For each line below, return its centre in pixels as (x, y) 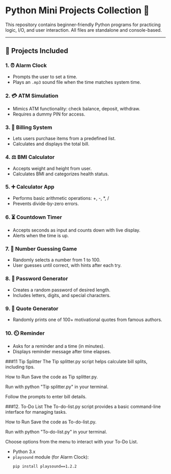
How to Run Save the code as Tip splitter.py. (52, 377)
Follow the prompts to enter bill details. (46, 397)
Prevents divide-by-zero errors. (46, 204)
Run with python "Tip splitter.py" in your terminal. (57, 387)
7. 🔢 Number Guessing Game (41, 249)
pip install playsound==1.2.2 (45, 467)
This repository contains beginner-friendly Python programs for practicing (83, 25)
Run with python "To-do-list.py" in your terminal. (56, 432)
